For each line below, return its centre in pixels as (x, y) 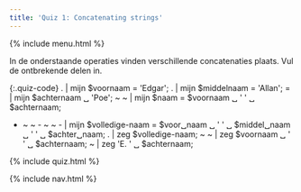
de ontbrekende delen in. (56, 70)
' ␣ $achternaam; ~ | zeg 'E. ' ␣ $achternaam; (108, 143)
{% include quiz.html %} (55, 161)
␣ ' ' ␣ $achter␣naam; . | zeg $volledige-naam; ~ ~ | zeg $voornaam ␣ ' (156, 134)
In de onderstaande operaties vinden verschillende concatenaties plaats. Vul (151, 60)
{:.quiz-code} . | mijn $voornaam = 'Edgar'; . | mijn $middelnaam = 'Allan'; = (150, 87)
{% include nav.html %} (53, 178)
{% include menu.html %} (57, 43)
